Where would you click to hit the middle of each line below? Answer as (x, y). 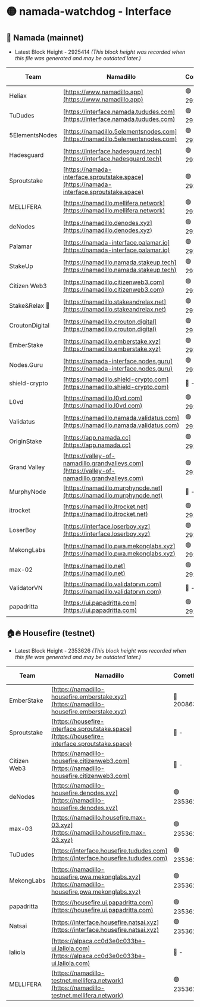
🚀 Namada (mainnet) (45, 37)
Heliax (18, 95)
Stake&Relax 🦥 (29, 305)
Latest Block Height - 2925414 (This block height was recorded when (100, 52)
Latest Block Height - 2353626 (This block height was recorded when (100, 650)
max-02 (21, 569)
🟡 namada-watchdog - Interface (89, 12)
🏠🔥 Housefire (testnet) (51, 633)
